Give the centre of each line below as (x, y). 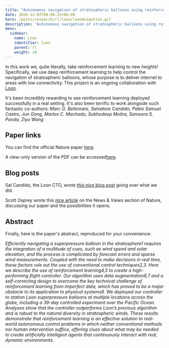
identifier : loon (32, 43)
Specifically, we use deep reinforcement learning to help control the (75, 72)
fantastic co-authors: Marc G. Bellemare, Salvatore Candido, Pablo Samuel (83, 109)
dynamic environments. (30, 340)
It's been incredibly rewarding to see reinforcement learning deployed (77, 98)
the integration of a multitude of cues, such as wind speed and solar (76, 248)
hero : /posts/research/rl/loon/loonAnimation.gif (58, 19)
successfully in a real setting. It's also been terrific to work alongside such (82, 103)
